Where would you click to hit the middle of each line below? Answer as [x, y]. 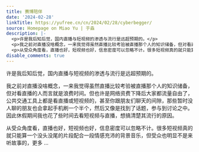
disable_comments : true [36, 56]
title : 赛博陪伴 [24, 12]
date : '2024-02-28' [30, 17]
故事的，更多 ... [30, 143]
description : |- [26, 34]
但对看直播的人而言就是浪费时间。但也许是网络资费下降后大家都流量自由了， [99, 93]
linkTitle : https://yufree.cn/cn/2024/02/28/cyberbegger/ [79, 22]
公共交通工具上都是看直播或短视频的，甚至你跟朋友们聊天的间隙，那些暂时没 [99, 101]
